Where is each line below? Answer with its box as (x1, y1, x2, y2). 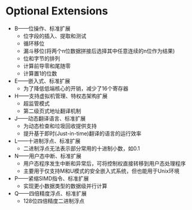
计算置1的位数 (23, 70, 57, 77)
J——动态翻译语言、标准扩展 (14, 115, 86, 122)
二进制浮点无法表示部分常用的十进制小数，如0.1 (23, 145, 140, 152)
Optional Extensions (5, 4, 108, 18)
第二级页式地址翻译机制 (23, 107, 81, 115)
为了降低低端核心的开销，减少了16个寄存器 (23, 85, 129, 92)
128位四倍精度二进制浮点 (23, 197, 85, 205)
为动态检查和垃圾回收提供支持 (23, 122, 97, 130)
